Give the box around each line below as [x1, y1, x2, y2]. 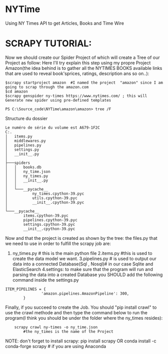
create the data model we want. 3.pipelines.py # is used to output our [12, 255, 157, 261]
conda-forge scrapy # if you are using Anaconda [5, 343, 107, 349]
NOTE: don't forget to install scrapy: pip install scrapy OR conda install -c [5, 338, 157, 344]
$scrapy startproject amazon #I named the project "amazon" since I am [5, 80, 163, 85]
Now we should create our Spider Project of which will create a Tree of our [5, 54, 160, 60]
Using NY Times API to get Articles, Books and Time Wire [5, 20, 124, 26]
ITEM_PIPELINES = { [5, 287, 46, 292]
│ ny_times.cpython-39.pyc [5, 191, 85, 196]
